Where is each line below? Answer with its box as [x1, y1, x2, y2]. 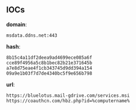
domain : [6, 20, 27, 28]
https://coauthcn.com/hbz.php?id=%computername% [6, 97, 130, 104]
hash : [6, 43, 21, 50]
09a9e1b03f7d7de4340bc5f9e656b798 [6, 70, 93, 76]
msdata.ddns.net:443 [6, 32, 58, 38]
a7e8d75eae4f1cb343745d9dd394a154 [6, 65, 93, 71]
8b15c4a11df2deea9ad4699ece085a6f [6, 54, 93, 61]
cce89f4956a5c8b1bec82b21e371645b [6, 60, 93, 66]
